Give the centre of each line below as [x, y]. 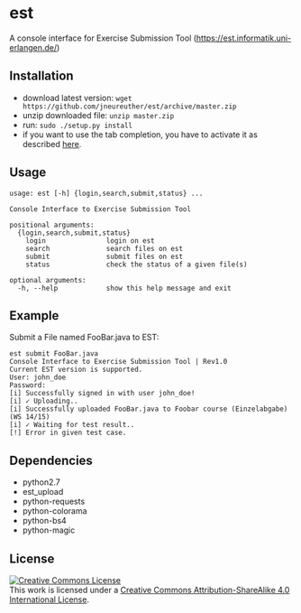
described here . [52, 144]
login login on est [90, 241]
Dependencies [51, 460]
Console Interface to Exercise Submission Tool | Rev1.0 [119, 362]
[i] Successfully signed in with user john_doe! [102, 394]
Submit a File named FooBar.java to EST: [84, 338]
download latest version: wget [77, 98]
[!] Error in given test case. [68, 433]
